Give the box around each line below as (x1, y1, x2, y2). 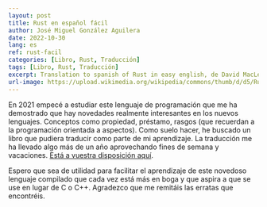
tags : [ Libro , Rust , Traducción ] (8, 63, 119, 71)
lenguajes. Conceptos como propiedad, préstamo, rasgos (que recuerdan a (8, 117, 255, 126)
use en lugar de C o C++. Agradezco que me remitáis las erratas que (8, 182, 234, 192)
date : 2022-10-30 (8, 33, 66, 42)
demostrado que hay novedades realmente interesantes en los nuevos (8, 108, 238, 117)
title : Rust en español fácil (8, 19, 109, 27)
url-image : (8, 78, 44, 86)
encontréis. (8, 191, 45, 201)
